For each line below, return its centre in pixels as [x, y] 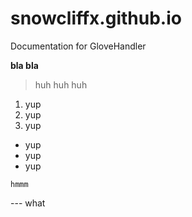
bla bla [24, 65]
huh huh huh [61, 84]
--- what [28, 203]
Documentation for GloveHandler [78, 46]
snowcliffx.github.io [96, 18]
